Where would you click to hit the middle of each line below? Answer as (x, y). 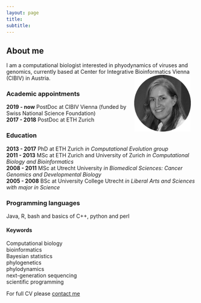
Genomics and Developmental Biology (54, 174)
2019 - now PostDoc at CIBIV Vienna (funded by (66, 107)
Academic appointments (43, 94)
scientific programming (35, 282)
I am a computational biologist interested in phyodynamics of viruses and (97, 65)
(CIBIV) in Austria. (28, 78)
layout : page (23, 13)
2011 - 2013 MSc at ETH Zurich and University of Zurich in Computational (98, 155)
